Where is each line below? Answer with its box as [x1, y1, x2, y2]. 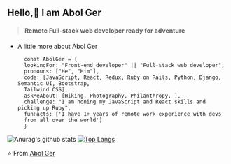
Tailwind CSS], [24, 86, 69, 93]
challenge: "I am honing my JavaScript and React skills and [24, 98, 206, 105]
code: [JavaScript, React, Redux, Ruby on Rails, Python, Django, [24, 74, 222, 81]
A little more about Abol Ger [17, 42, 98, 50]
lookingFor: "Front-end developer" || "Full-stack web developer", [24, 61, 225, 68]
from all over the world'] [24, 117, 103, 124]
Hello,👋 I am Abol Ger [7, 7, 101, 19]
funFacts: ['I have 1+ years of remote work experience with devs [24, 110, 222, 117]
